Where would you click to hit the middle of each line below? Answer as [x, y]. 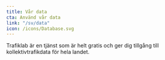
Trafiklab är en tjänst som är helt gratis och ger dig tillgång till [82, 46]
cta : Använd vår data [34, 17]
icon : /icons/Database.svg [40, 28]
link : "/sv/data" [28, 23]
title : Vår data [27, 12]
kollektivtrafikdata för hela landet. [48, 52]
